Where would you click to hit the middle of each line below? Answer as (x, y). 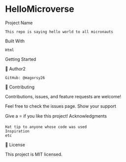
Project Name (19, 23)
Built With (15, 41)
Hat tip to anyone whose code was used (46, 127)
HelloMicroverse (40, 9)
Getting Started (21, 59)
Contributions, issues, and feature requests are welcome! (63, 96)
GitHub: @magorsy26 (25, 78)
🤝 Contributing (20, 87)
